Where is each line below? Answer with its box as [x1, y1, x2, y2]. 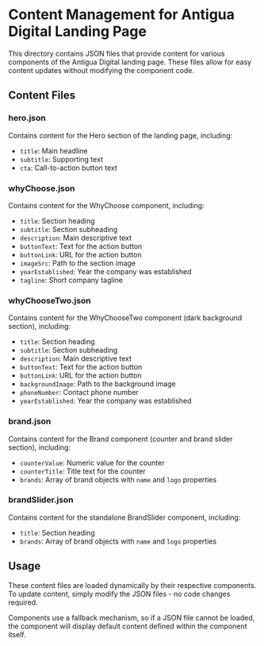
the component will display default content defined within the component [8, 621, 247, 631]
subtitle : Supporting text [19, 154, 103, 164]
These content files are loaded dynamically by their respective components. [8, 580, 257, 590]
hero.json [8, 113, 46, 124]
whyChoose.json [8, 183, 75, 194]
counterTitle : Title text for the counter [19, 466, 147, 476]
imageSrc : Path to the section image [19, 258, 136, 268]
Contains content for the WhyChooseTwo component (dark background [8, 313, 243, 323]
